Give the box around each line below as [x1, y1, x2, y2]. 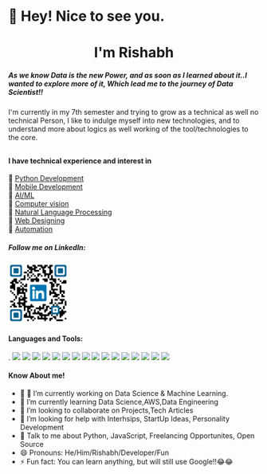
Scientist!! [8, 87, 44, 96]
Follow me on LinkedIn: [8, 242, 86, 252]
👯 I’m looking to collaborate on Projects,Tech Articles [19, 405, 194, 415]
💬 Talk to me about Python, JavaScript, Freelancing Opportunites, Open [19, 430, 255, 441]
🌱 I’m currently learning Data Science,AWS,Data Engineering [19, 397, 219, 406]
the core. [8, 133, 38, 143]
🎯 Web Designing [8, 216, 65, 225]
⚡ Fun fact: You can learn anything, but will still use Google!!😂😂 [19, 456, 234, 466]
